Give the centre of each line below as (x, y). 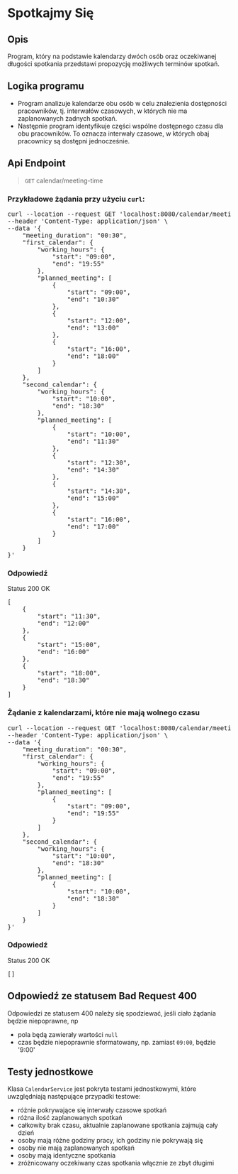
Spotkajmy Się (51, 13)
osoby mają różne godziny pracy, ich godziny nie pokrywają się (110, 1141)
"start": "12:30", (99, 462)
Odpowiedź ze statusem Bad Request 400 (102, 996)
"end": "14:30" (93, 469)
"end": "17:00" (93, 526)
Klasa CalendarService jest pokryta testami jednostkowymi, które (102, 1089)
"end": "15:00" (93, 498)
